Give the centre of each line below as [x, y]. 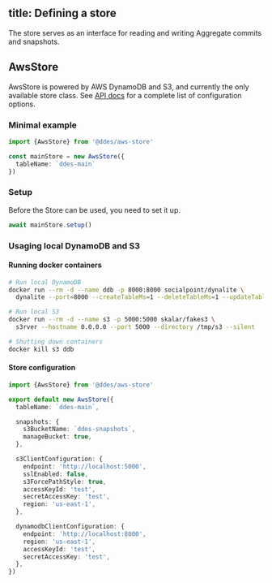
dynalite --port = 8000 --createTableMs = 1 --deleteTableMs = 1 [117, 297]
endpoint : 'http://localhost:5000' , [85, 466]
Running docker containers [55, 265]
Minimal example [42, 125]
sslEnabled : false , [56, 474]
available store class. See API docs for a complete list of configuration [125, 95]
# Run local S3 [34, 312]
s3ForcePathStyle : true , [65, 482]
